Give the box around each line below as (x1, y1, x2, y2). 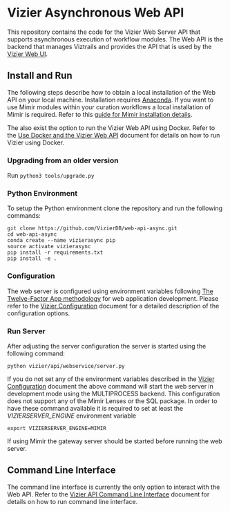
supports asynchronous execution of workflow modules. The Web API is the (7, 35, 224, 43)
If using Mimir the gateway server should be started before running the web (7, 437, 222, 445)
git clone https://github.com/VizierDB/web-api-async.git (7, 225, 178, 232)
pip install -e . (7, 255, 57, 262)
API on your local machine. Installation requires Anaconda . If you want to (7, 95, 214, 104)
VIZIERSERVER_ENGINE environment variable (7, 411, 137, 420)
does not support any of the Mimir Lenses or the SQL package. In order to (7, 396, 218, 405)
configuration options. (7, 309, 70, 317)
